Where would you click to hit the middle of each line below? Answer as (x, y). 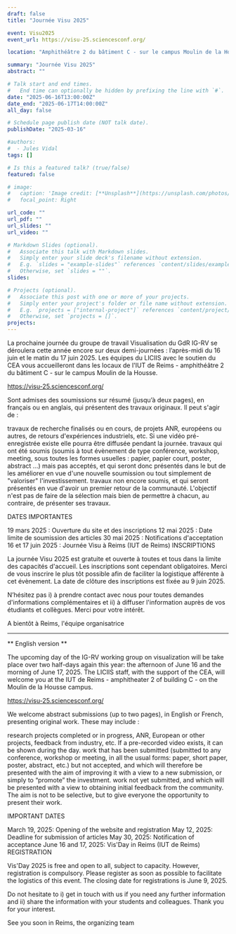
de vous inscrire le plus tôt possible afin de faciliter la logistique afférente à (116, 574)
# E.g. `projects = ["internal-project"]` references (91, 310)
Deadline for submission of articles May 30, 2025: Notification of (101, 837)
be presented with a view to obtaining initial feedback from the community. (116, 788)
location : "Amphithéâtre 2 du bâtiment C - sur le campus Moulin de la (114, 52)
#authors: (22, 142)
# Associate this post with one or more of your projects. (99, 297)
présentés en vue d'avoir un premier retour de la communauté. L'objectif (112, 488)
